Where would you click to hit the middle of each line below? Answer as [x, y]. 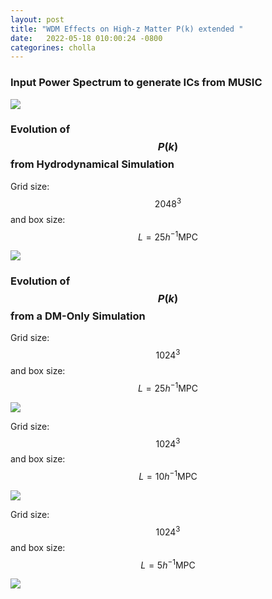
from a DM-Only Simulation [78, 316]
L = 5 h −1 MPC [168, 564]
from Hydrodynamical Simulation [92, 164]
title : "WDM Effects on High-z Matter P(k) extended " [127, 29]
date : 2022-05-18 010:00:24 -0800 [86, 38]
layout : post [37, 19]
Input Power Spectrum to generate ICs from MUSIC [136, 83]
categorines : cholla [53, 47]
